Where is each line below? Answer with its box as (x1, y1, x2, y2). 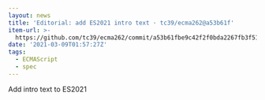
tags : (8, 48, 26, 56)
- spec (15, 63, 37, 71)
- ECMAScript (15, 56, 58, 64)
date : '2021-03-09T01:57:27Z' (8, 41, 108, 49)
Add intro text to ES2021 (8, 84, 87, 94)
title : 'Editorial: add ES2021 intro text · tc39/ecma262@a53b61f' (8, 19, 235, 27)
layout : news (8, 11, 51, 20)
